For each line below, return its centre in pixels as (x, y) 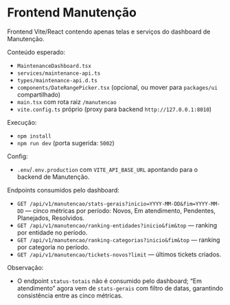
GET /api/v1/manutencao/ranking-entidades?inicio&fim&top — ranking (117, 225)
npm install (34, 136)
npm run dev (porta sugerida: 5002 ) (66, 143)
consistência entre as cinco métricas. (70, 295)
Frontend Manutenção (72, 13)
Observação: (25, 267)
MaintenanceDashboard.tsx (54, 66)
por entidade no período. (52, 232)
